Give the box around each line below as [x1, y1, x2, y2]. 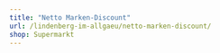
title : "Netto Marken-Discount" [9, 13, 131, 22]
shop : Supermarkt [9, 30, 75, 39]
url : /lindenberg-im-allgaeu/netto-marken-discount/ [9, 22, 212, 31]
